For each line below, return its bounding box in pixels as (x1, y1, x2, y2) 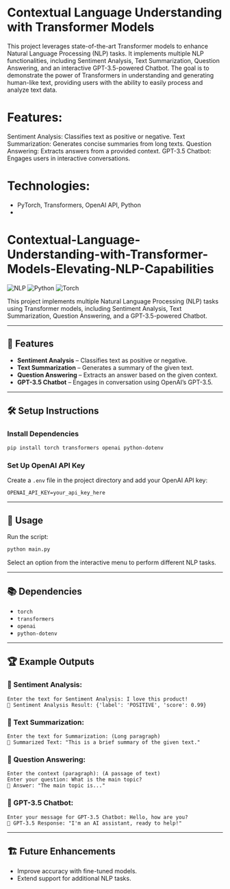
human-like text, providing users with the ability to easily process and (7, 78, 203, 86)
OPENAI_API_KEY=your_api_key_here (7, 490, 106, 497)
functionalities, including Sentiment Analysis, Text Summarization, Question (7, 56, 220, 64)
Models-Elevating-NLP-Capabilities (7, 262, 214, 277)
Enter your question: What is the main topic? (7, 776, 142, 784)
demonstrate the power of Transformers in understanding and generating (7, 71, 214, 79)
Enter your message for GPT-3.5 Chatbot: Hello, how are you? (7, 814, 188, 821)
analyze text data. (7, 86, 57, 94)
